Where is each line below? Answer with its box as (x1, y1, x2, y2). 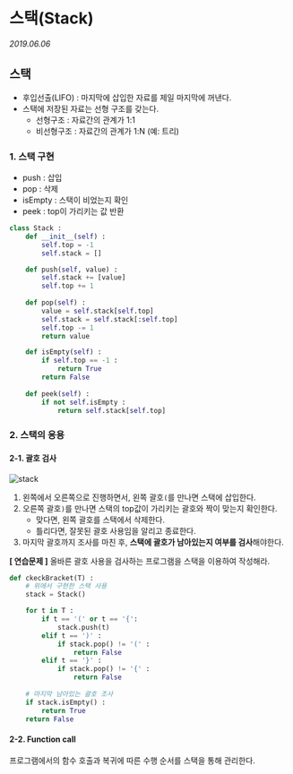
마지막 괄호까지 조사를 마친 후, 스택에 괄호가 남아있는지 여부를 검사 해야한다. (22, 537, 284, 547)
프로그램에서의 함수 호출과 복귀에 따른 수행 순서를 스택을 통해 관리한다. (9, 754, 255, 766)
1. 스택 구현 (9, 150, 55, 162)
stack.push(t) (56, 623, 110, 632)
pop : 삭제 (22, 184, 59, 194)
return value (41, 331, 90, 340)
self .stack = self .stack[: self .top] (41, 314, 178, 323)
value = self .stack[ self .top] (41, 306, 154, 315)
